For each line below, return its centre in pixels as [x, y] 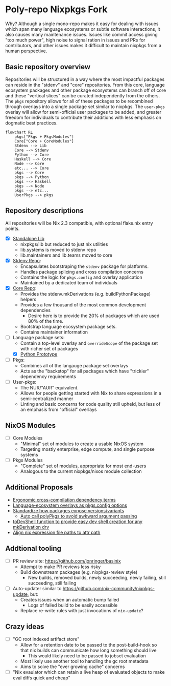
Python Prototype [39, 354]
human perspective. [26, 51]
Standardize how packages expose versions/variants [68, 510]
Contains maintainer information [54, 332]
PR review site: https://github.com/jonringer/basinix [67, 561]
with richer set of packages [49, 348]
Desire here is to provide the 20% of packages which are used [94, 316]
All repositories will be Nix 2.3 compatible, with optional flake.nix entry [79, 223]
